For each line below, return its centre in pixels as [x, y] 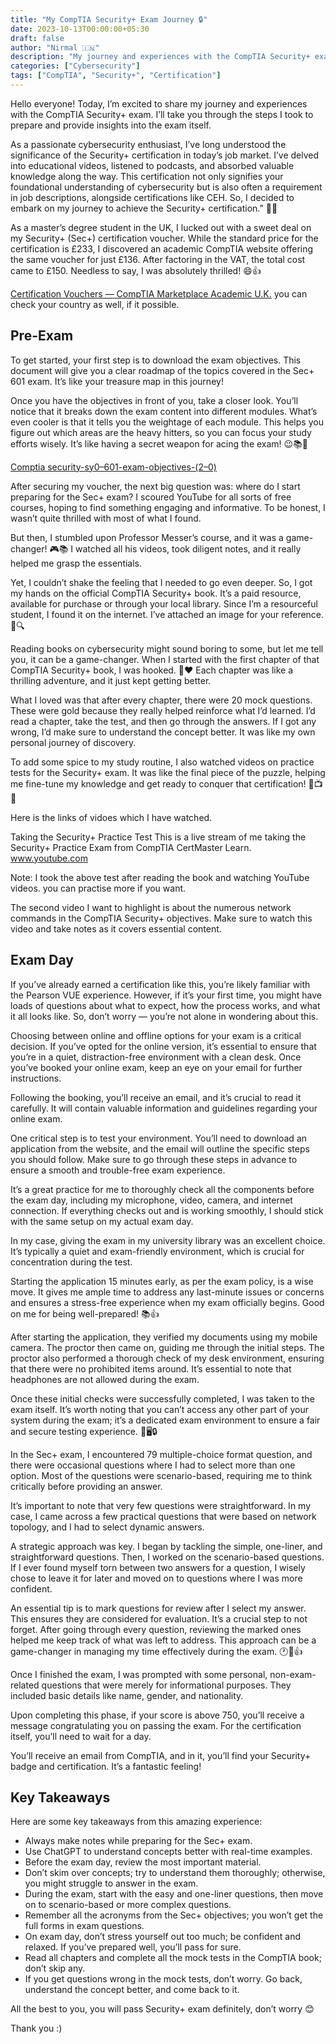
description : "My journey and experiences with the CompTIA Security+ [160, 57]
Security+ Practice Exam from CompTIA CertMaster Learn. [131, 847]
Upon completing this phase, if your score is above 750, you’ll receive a [157, 1715]
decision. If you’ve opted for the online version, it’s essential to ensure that [163, 1046]
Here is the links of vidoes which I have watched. [111, 817]
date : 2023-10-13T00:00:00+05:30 [80, 29]
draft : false [37, 38]
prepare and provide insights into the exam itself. [111, 125]
